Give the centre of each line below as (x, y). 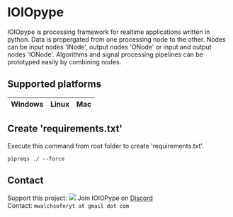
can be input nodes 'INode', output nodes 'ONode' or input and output (109, 47)
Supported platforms (54, 84)
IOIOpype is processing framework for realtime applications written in (109, 32)
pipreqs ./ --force (36, 159)
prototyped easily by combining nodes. (64, 61)
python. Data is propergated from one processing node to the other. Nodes (116, 39)
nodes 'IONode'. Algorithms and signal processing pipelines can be (105, 54)
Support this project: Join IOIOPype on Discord (80, 198)
